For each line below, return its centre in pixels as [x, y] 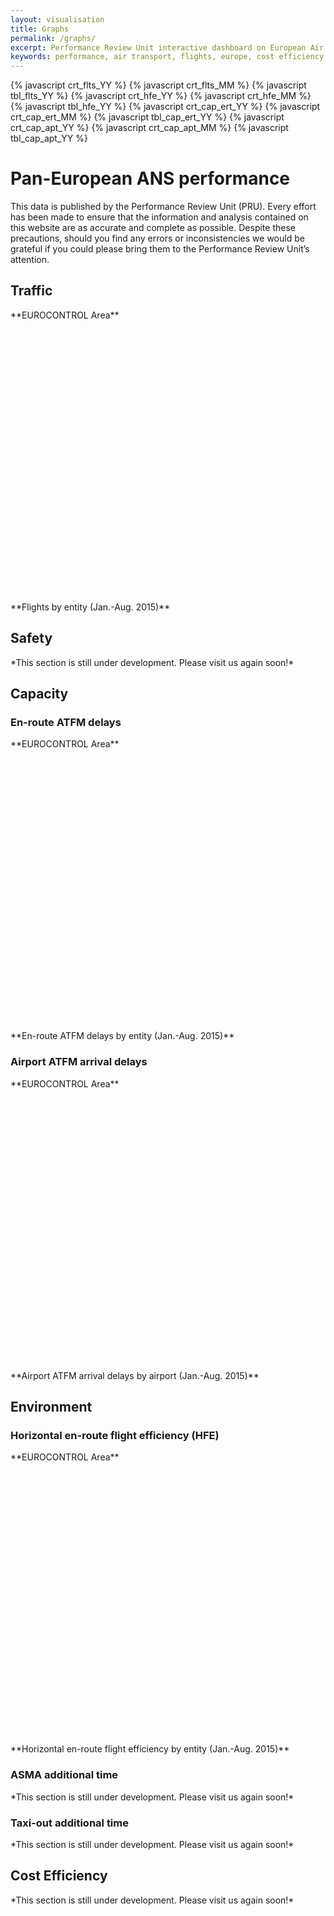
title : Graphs [40, 29]
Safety [31, 638]
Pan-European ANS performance [150, 178]
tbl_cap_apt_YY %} [49, 138]
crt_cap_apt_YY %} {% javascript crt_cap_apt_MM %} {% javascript [149, 128]
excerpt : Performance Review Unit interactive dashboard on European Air [167, 47]
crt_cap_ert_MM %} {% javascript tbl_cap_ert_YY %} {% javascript [147, 117]
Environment [51, 1407]
